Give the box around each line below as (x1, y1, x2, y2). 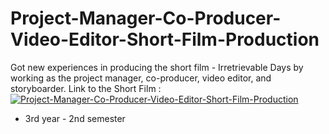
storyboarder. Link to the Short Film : (10, 82, 162, 94)
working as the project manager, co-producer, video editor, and (10, 72, 272, 84)
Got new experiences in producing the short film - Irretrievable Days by (10, 61, 304, 73)
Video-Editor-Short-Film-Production (10, 28, 320, 51)
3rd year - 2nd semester (24, 112, 126, 124)
